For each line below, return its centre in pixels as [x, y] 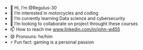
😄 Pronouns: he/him [31, 36]
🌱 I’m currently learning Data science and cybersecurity [67, 18]
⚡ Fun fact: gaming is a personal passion [52, 42]
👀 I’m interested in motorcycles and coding [54, 13]
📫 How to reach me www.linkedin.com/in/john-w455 [65, 29]
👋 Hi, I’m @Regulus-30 [33, 8]
